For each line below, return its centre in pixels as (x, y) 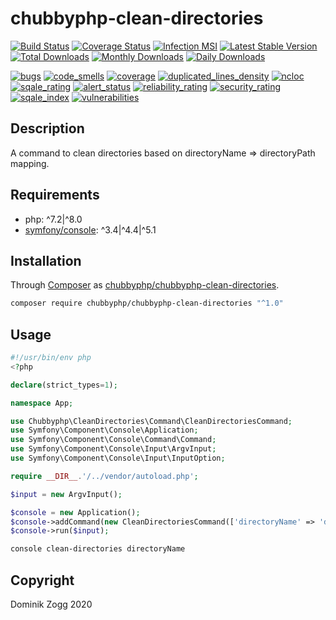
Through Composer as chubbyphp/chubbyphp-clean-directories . (145, 285)
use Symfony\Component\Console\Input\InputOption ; (118, 458)
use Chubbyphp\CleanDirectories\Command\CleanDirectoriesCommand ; (151, 421)
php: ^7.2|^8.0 (53, 219)
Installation (46, 260)
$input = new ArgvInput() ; (66, 494)
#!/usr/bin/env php (51, 358)
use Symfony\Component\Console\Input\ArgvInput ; (113, 449)
